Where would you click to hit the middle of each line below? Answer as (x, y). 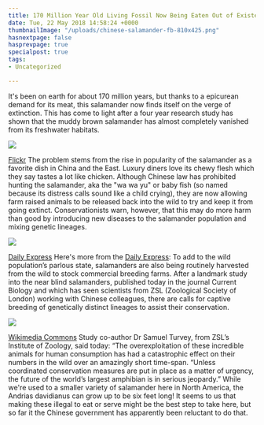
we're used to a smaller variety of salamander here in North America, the (126, 387)
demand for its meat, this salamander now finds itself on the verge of (120, 104)
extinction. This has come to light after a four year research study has (121, 113)
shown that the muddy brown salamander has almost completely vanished (128, 121)
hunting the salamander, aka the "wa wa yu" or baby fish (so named (118, 185)
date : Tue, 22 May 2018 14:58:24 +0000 (73, 23)
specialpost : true (38, 52)
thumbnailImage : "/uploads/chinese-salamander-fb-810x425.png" (114, 30)
